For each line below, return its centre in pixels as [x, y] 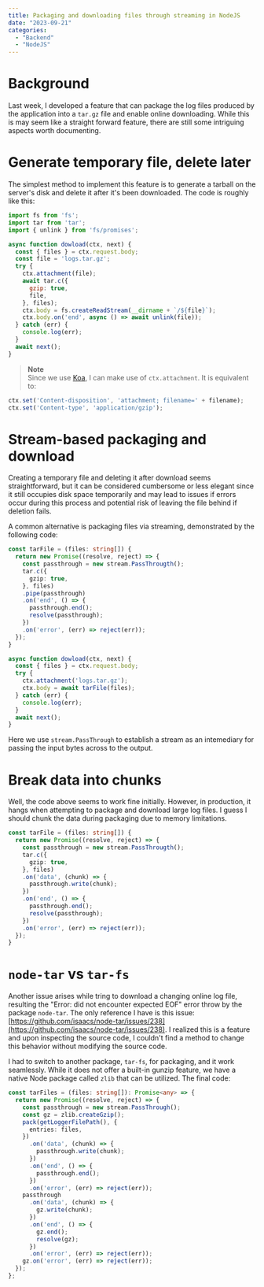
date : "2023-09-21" [40, 23]
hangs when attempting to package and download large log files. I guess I [128, 810]
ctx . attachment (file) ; [59, 274]
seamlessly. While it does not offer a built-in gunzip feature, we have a [122, 1070]
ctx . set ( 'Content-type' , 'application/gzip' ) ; [86, 408]
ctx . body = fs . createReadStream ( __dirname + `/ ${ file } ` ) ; [119, 310]
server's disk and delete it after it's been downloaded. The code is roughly [128, 193]
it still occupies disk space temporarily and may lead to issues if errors [122, 495]
